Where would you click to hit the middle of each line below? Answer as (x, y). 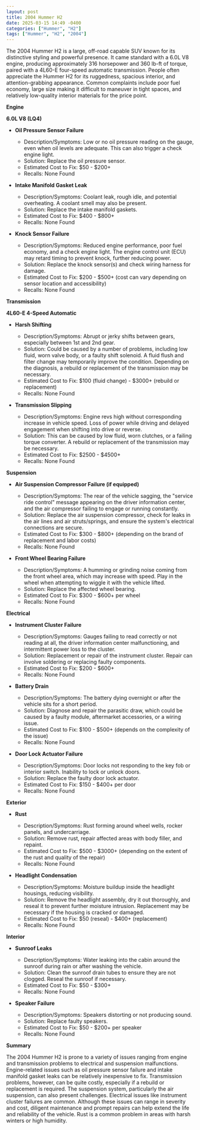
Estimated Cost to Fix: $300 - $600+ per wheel (82, 595)
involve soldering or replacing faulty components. (85, 662)
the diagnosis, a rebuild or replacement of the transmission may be (106, 368)
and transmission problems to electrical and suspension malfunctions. (92, 1064)
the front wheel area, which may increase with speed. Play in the (103, 576)
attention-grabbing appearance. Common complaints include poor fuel (93, 83)
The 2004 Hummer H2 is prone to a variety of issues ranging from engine (97, 1057)
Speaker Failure (35, 1003)
